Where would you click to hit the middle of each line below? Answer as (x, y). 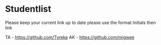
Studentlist (28, 9)
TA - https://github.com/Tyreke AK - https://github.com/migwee (70, 37)
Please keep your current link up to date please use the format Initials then (80, 22)
